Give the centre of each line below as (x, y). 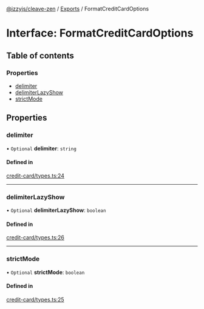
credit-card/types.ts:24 (36, 176)
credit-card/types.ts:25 (36, 299)
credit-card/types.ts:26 (36, 238)
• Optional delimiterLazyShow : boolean (56, 210)
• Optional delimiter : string (42, 148)
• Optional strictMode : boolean (46, 272)
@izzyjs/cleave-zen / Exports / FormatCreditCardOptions (78, 9)
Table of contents (40, 55)
